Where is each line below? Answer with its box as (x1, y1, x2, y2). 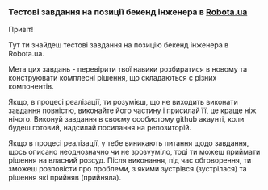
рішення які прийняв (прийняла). (8, 172, 122, 183)
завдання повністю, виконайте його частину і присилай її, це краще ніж (8, 105, 257, 115)
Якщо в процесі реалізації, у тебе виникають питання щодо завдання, (8, 138, 249, 148)
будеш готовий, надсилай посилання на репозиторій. (8, 123, 192, 133)
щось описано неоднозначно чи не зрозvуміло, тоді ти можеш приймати (8, 147, 261, 157)
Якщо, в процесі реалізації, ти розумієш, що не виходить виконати (8, 97, 238, 107)
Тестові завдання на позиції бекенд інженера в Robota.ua (8, 6, 248, 18)
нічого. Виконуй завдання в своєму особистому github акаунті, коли (8, 114, 245, 124)
